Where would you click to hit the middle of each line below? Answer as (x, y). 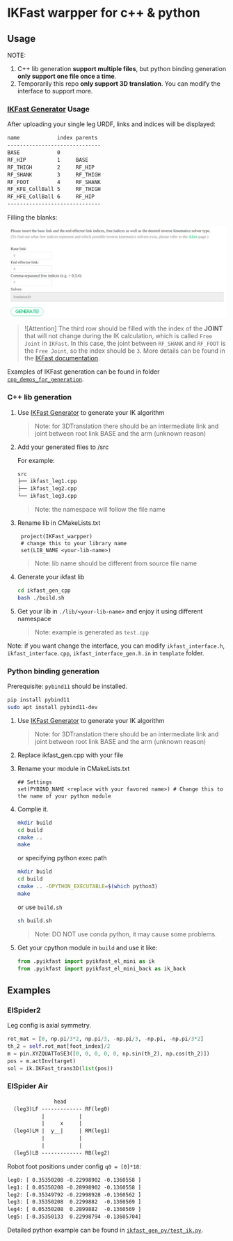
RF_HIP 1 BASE (48, 160)
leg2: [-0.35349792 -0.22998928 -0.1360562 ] (74, 1195)
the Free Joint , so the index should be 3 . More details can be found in (125, 351)
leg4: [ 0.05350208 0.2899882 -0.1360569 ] (74, 1210)
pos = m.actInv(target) (42, 1061)
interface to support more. (55, 91)
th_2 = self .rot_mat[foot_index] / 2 (59, 1046)
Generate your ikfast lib (51, 577)
